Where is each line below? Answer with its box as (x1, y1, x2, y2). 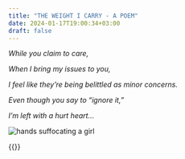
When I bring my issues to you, (8, 64, 111, 74)
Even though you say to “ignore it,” (8, 96, 125, 105)
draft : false (8, 26, 52, 35)
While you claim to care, (8, 49, 89, 59)
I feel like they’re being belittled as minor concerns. (8, 79, 179, 89)
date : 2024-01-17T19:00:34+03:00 (8, 19, 121, 27)
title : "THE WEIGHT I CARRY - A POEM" (8, 11, 138, 20)
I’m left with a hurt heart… (8, 111, 95, 120)
